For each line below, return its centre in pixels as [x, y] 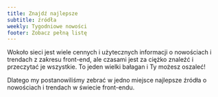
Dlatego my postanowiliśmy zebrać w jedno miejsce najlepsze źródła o [107, 80]
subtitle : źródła [32, 20]
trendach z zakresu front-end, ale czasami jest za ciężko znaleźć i [100, 60]
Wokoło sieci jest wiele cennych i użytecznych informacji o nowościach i [109, 52]
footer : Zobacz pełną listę [47, 33]
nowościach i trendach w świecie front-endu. [71, 87]
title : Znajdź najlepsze [43, 13]
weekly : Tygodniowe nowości [47, 26]
